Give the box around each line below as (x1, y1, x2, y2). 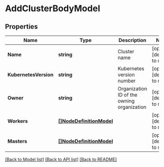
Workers (7, 118, 28, 125)
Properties (5, 22, 38, 31)
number (118, 78, 136, 84)
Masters (7, 138, 27, 145)
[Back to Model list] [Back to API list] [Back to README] (5, 157, 117, 162)
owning (118, 98, 135, 104)
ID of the (118, 91, 138, 98)
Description (119, 37, 146, 43)
